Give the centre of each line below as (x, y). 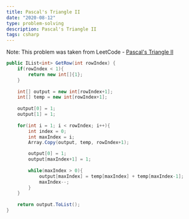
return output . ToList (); (49, 205)
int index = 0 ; (48, 131)
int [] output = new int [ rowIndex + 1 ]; (65, 92)
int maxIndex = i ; (52, 137)
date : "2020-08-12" (31, 18)
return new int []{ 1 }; (56, 74)
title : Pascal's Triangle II (43, 12)
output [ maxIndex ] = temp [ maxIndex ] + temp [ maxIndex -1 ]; (111, 176)
